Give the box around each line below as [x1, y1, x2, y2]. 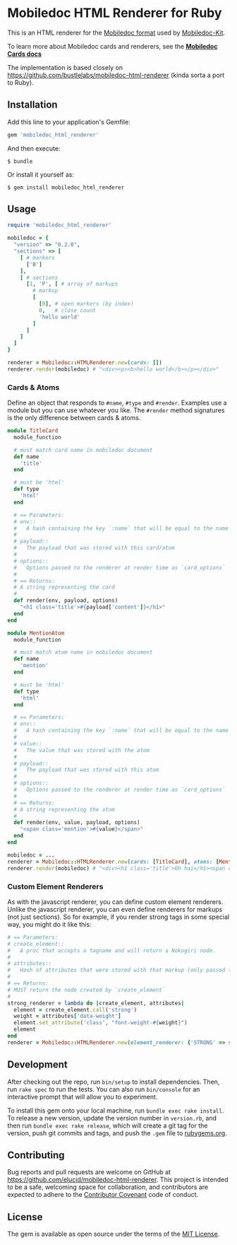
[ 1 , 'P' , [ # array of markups [25, 281, 119, 288]
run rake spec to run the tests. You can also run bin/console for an [7, 1084, 200, 1094]
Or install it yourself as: [7, 170, 74, 178]
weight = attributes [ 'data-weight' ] [13, 1013, 121, 1020]
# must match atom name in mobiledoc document [13, 649, 153, 656]
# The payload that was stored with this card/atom [13, 545, 175, 552]
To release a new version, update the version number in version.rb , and [7, 1113, 217, 1122]
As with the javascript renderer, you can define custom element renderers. [7, 897, 224, 906]
